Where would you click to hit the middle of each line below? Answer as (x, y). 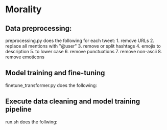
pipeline (18, 109)
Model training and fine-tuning (55, 73)
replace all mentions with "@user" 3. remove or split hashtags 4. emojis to (83, 46)
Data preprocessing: (39, 28)
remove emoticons (25, 57)
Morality (23, 9)
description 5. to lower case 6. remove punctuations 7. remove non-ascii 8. (84, 51)
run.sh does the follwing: (31, 122)
